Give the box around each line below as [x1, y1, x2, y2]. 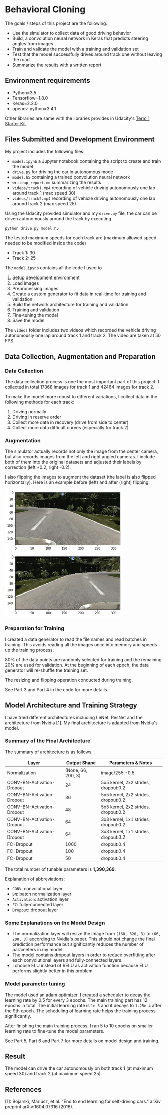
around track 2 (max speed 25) [12, 200, 76, 206]
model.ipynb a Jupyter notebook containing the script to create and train [12, 158, 161, 164]
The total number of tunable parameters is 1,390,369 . [5, 866, 116, 872]
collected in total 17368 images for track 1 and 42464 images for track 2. [5, 384, 155, 390]
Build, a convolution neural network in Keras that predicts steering [12, 35, 148, 41]
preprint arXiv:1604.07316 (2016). [5, 1104, 74, 1110]
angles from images [12, 40, 53, 46]
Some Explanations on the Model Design [5, 919, 105, 926]
